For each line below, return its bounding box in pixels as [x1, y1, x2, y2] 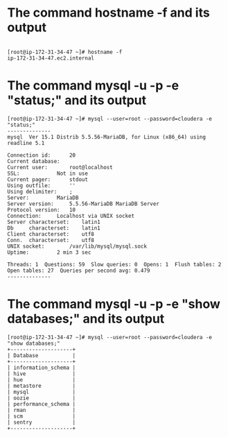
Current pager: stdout [7, 175, 89, 183]
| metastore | [7, 382, 76, 389]
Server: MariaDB [7, 194, 79, 201]
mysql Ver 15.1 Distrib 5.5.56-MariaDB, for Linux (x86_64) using [7, 133, 207, 140]
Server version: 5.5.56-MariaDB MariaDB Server [7, 200, 159, 207]
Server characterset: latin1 [7, 218, 100, 225]
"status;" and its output [7, 92, 147, 108]
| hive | [7, 370, 76, 377]
